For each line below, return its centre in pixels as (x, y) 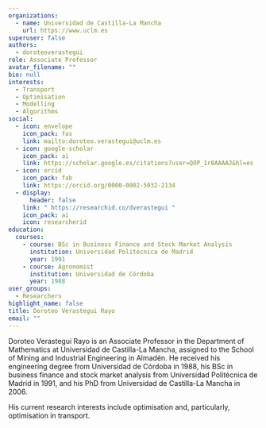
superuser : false (37, 38)
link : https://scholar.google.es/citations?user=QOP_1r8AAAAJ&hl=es (138, 164)
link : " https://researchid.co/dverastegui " (99, 207)
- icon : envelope (44, 126)
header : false (53, 200)
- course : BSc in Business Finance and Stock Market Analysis (127, 245)
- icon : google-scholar (54, 148)
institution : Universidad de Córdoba (92, 274)
